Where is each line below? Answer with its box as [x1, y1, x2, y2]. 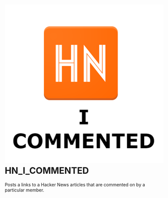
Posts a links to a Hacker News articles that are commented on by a [5, 181, 145, 187]
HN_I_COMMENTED [5, 165, 89, 176]
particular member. [5, 187, 44, 193]
